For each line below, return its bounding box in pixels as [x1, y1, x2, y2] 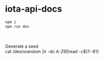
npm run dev [5, 24, 29, 29]
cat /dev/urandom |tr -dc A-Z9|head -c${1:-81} [5, 48, 99, 54]
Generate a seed [5, 43, 39, 49]
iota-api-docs [5, 3, 62, 15]
